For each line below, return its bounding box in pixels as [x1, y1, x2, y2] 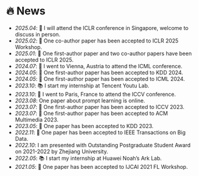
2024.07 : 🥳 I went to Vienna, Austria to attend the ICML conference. [14, 62, 183, 69]
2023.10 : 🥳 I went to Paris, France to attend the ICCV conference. [14, 90, 176, 98]
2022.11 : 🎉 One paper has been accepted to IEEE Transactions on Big [14, 129, 186, 136]
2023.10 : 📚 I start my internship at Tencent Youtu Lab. [14, 82, 150, 89]
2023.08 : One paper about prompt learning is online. [14, 97, 145, 104]
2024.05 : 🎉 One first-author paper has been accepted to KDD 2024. [14, 69, 184, 76]
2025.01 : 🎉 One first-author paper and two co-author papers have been [14, 50, 192, 57]
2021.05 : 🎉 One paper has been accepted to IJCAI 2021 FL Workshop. [14, 163, 188, 170]
